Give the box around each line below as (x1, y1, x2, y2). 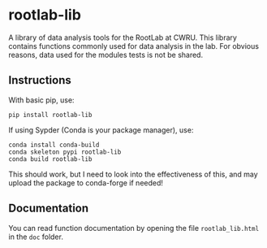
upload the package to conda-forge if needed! (8, 177, 164, 188)
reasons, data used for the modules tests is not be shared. (8, 50, 204, 59)
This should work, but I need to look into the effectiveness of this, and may (8, 169, 258, 179)
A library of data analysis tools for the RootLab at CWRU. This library (8, 33, 238, 42)
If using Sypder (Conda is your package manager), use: (8, 124, 194, 135)
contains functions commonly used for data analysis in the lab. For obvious (8, 41, 260, 50)
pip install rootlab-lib (8, 111, 93, 119)
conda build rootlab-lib (8, 154, 93, 163)
